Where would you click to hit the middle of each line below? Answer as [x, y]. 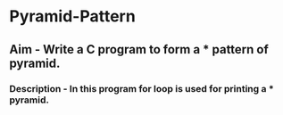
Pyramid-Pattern [72, 16]
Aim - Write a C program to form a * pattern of [139, 49]
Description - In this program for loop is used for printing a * [141, 88]
